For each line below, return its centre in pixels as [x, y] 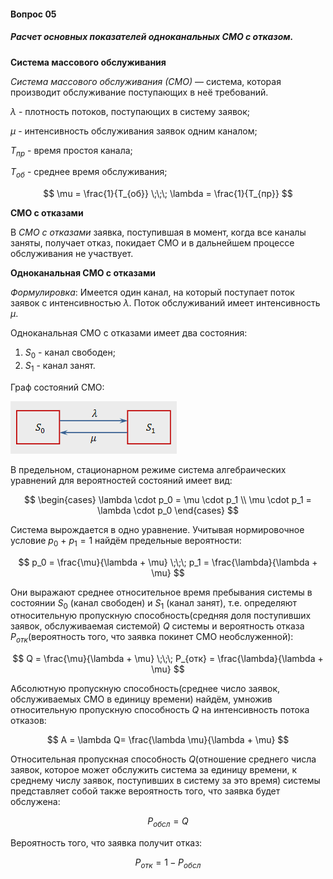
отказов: [28, 721]
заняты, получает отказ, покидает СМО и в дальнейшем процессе [152, 243]
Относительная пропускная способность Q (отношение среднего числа [163, 759]
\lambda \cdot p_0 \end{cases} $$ [168, 510]
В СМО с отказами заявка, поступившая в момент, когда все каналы [158, 232]
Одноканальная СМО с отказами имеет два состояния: [129, 333]
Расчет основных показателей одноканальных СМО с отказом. [152, 37]
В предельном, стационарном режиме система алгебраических [148, 469]
